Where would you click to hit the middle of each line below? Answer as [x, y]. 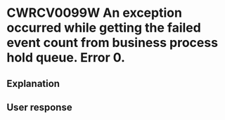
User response [39, 107]
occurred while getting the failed [104, 28]
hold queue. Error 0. [66, 58]
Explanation [33, 83]
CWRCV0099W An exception [94, 13]
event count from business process [112, 43]
